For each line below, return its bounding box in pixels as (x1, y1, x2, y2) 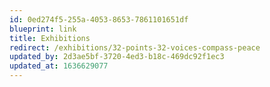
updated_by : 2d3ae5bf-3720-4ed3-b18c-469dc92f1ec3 (9, 52, 225, 62)
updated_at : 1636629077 (9, 61, 109, 71)
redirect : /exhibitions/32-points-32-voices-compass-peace (9, 42, 261, 53)
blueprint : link (9, 24, 77, 34)
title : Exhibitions (9, 33, 91, 43)
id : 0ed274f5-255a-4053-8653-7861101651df (9, 14, 189, 25)
